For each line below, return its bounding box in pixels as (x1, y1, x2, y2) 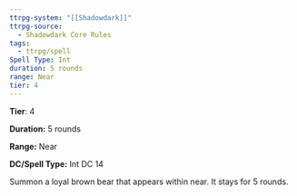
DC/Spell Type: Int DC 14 (9, 158, 104, 169)
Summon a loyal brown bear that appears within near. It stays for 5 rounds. (9, 176, 289, 187)
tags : (9, 38, 30, 48)
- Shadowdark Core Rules (17, 30, 112, 39)
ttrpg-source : (9, 22, 64, 31)
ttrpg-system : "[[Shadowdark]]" (9, 13, 132, 23)
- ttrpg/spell (17, 47, 71, 56)
